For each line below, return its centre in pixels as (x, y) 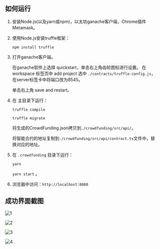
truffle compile (29, 110)
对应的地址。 (29, 144)
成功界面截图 (24, 201)
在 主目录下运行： (30, 100)
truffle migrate (29, 118)
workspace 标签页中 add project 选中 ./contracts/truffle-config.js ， (84, 73)
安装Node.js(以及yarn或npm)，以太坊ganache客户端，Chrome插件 (79, 22)
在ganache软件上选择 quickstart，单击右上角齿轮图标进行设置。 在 (79, 67)
